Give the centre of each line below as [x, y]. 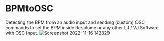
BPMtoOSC [29, 9]
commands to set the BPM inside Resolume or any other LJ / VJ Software [82, 27]
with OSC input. [22, 33]
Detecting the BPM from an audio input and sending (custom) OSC [75, 22]
